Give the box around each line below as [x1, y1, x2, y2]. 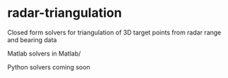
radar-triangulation [7, 5, 122, 21]
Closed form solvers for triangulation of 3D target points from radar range [7, 28, 222, 37]
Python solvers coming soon [7, 63, 90, 71]
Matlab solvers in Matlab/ [7, 49, 81, 58]
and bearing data [7, 35, 57, 44]
